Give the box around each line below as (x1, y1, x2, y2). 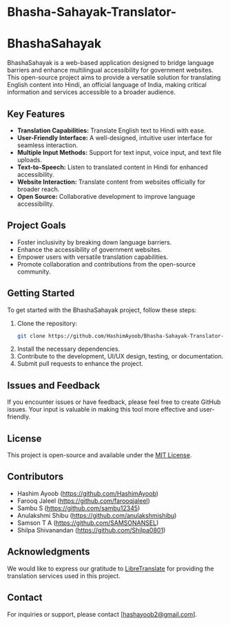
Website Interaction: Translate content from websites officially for (17, 177, 206, 186)
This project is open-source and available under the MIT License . (7, 451, 192, 459)
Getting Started (7, 287, 75, 299)
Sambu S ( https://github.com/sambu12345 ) (17, 503, 140, 512)
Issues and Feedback (7, 379, 101, 391)
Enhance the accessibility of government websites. (17, 245, 163, 253)
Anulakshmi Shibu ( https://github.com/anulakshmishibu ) (17, 511, 177, 519)
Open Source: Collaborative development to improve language (17, 192, 196, 200)
